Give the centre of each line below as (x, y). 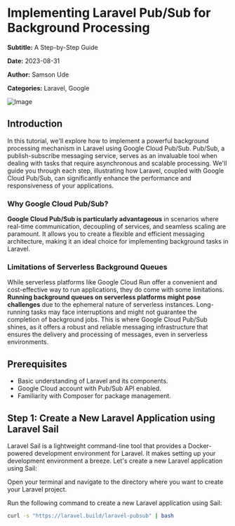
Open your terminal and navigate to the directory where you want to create (115, 482)
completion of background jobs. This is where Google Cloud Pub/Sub (108, 320)
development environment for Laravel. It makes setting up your (125, 453)
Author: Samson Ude (38, 74)
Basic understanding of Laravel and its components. (93, 381)
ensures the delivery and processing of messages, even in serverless (108, 334)
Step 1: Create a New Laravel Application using (111, 418)
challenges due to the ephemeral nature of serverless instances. (101, 305)
